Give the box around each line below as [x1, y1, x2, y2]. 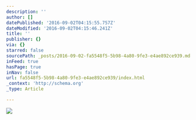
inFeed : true [6, 58, 39, 64]
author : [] [6, 14, 33, 20]
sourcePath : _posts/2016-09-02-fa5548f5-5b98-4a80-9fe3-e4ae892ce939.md [6, 53, 191, 59]
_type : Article [6, 86, 44, 92]
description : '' [6, 8, 46, 15]
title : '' [6, 31, 31, 37]
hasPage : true [6, 64, 42, 70]
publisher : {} [6, 36, 42, 42]
